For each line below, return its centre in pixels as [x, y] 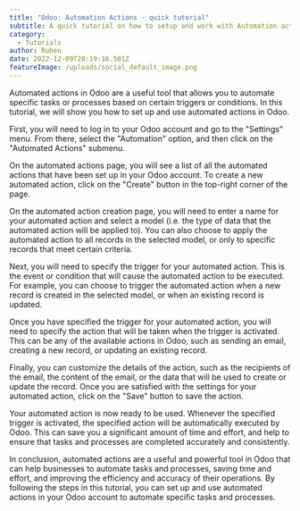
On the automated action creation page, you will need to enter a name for [144, 211]
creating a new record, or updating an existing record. [108, 350]
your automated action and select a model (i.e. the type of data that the [140, 221]
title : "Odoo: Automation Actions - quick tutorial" [109, 17]
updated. [26, 304]
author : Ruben [36, 51]
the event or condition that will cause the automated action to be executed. [147, 276]
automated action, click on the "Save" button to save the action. [126, 396]
